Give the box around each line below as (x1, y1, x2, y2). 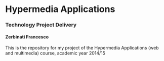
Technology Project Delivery (5, 21, 77, 28)
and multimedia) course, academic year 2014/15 (5, 50, 105, 56)
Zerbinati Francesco (5, 33, 49, 39)
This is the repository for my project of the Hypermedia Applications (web (5, 45, 159, 51)
